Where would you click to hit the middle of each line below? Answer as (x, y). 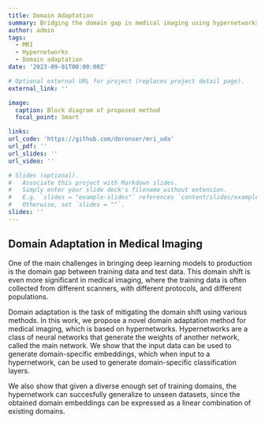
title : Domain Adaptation (50, 15)
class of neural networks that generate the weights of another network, (124, 337)
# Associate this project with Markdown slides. (93, 182)
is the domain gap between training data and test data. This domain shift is (129, 271)
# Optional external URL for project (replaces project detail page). (127, 81)
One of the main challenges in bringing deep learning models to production (130, 263)
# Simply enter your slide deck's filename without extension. (118, 190)
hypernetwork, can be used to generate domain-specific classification (122, 362)
